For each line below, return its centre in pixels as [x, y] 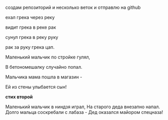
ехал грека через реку [30, 17]
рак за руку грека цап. [30, 47]
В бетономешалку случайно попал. [44, 67]
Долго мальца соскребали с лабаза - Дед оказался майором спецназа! [84, 112]
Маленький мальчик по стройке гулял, [48, 57]
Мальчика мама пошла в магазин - [44, 77]
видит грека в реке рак [31, 27]
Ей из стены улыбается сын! [36, 87]
